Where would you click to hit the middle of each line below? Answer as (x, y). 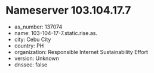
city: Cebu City (33, 39)
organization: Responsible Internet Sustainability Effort (81, 52)
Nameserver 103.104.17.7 (68, 10)
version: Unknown (36, 58)
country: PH (29, 46)
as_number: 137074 (38, 27)
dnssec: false (31, 64)
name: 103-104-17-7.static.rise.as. (56, 33)
